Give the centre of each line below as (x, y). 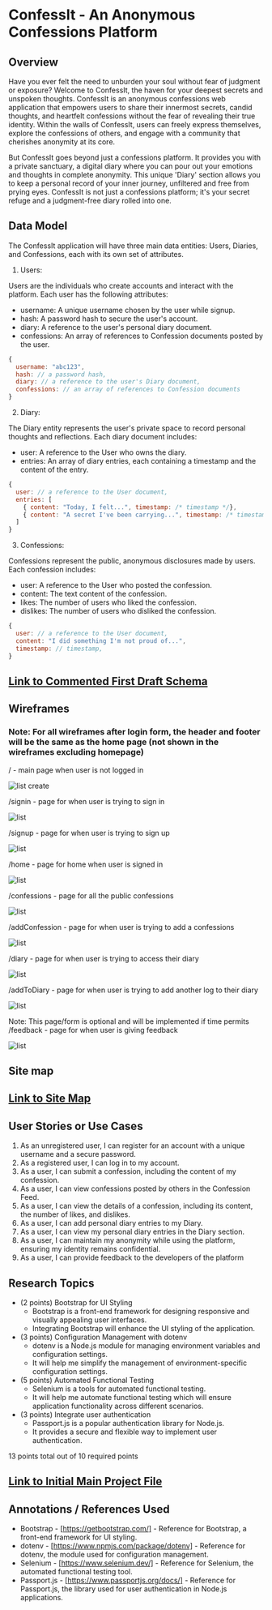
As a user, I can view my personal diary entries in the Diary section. (132, 1232)
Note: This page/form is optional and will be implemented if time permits (129, 1021)
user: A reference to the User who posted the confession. (116, 585)
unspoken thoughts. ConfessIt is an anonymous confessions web (117, 98)
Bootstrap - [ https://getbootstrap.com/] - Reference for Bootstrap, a (133, 1529)
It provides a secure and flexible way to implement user (124, 1432)
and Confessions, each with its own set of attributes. (96, 254)
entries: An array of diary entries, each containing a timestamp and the (138, 461)
